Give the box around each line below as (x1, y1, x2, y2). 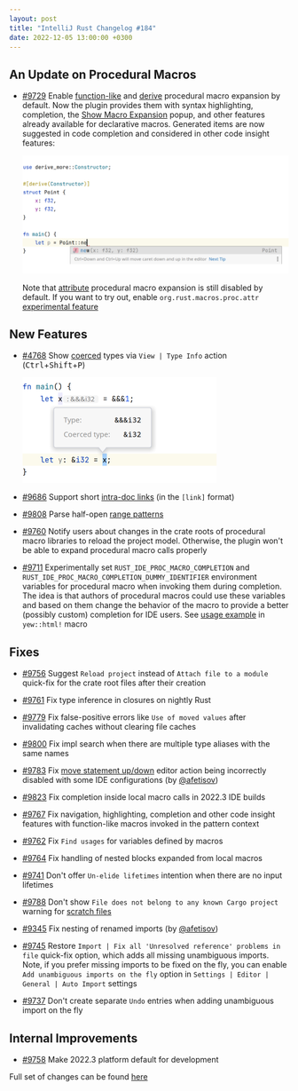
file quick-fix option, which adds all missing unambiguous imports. (21, 950, 270, 961)
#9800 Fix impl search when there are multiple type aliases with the (21, 739, 271, 749)
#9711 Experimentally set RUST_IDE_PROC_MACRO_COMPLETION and (21, 562, 250, 573)
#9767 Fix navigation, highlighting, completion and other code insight (21, 809, 276, 820)
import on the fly (21, 1005, 83, 1016)
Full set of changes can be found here (9, 1071, 148, 1082)
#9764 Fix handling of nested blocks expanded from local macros (21, 853, 263, 864)
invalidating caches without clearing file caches (21, 722, 197, 732)
